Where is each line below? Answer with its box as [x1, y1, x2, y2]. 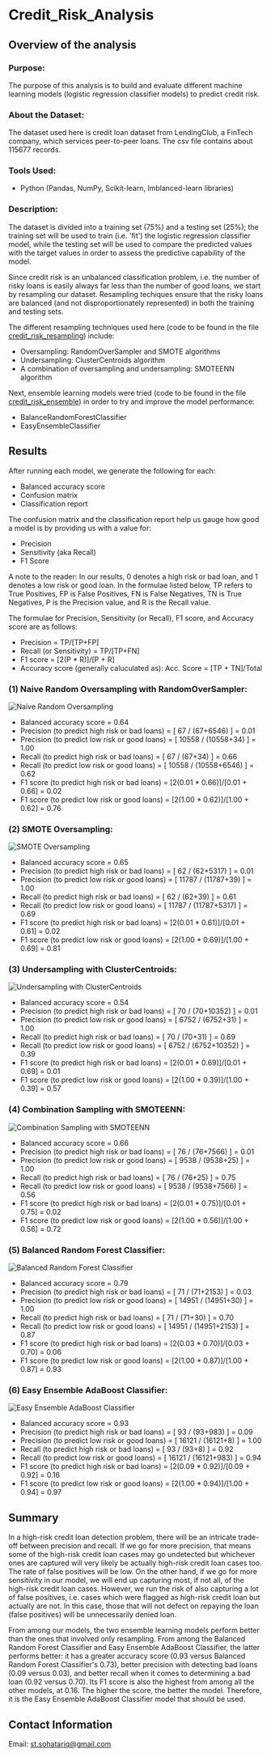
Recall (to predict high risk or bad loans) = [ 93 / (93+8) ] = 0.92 [19, 1445, 234, 1454]
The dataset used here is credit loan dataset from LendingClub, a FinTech [8, 128, 253, 138]
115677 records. [8, 145, 61, 155]
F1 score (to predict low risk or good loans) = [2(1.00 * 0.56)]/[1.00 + [19, 1216, 249, 1225]
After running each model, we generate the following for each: [8, 465, 216, 475]
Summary [8, 1511, 59, 1525]
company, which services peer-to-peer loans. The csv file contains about [8, 136, 253, 146]
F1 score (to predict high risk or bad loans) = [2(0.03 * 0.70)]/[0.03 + [19, 1339, 250, 1348]
